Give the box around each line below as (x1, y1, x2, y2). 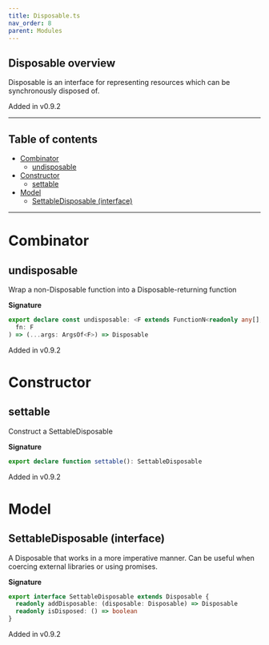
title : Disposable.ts (8, 11, 81, 20)
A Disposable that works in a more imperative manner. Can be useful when (8, 553, 255, 562)
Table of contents (8, 132, 98, 146)
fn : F (15, 323, 34, 331)
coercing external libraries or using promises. (8, 562, 158, 571)
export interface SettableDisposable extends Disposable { (8, 592, 210, 601)
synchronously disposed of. (8, 86, 100, 96)
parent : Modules (8, 26, 62, 34)
